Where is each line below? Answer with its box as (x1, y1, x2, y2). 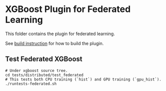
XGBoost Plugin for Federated (5, 3, 131, 15)
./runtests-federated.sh (5, 81, 57, 86)
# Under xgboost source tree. (5, 68, 68, 73)
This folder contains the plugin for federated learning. (5, 30, 115, 36)
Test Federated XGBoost (5, 55, 83, 63)
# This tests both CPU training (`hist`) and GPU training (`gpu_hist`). (5, 76, 162, 82)
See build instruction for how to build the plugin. (5, 40, 104, 46)
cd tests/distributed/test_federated (5, 72, 84, 77)
